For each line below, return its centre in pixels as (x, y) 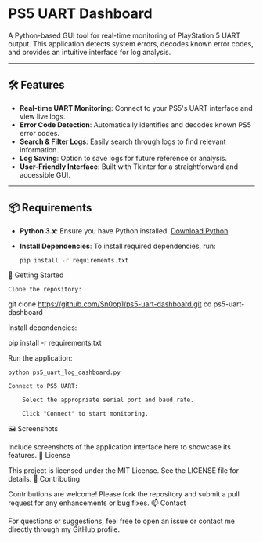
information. (39, 149)
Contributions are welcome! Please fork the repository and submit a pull (124, 494)
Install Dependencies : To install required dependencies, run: (118, 246)
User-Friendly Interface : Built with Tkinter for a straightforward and (129, 167)
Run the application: (40, 358)
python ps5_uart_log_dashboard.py (65, 373)
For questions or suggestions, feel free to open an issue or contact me (122, 521)
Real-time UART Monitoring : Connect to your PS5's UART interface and (136, 108)
